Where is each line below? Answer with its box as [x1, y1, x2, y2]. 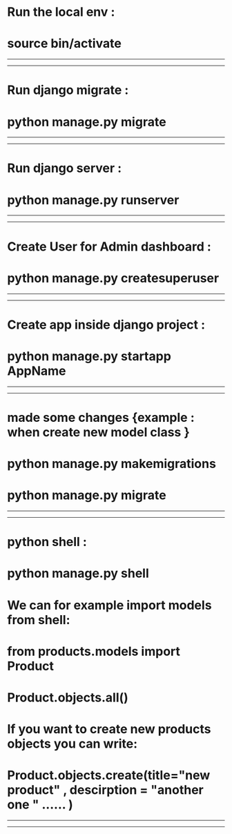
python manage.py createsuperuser [7, 270, 220, 286]
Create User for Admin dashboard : [7, 239, 212, 254]
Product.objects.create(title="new [7, 768, 211, 784]
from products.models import [7, 643, 181, 659]
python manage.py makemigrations [7, 456, 216, 472]
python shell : [7, 534, 88, 550]
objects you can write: [7, 736, 138, 752]
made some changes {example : [7, 409, 195, 425]
